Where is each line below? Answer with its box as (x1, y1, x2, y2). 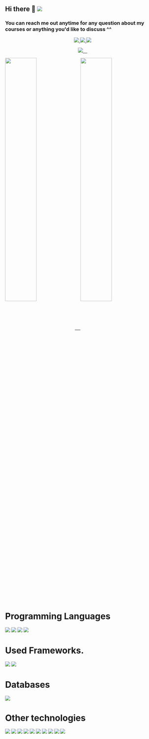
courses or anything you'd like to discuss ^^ (5, 26, 112, 33)
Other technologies (5, 712, 86, 723)
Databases (5, 679, 50, 690)
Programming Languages (5, 610, 111, 622)
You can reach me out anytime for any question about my (5, 20, 145, 27)
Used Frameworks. (5, 645, 84, 656)
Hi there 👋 (5, 5, 36, 13)
